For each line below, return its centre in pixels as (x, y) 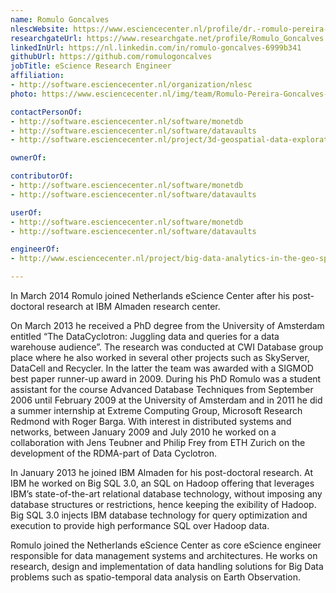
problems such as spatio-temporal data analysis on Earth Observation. (155, 577)
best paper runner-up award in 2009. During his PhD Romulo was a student (166, 379)
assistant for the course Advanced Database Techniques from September (162, 389)
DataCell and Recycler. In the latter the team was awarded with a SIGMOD (162, 368)
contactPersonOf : (46, 112)
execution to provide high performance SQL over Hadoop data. (140, 525)
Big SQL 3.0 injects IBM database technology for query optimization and (159, 515)
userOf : (26, 212)
